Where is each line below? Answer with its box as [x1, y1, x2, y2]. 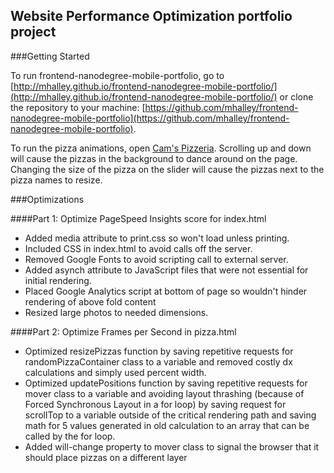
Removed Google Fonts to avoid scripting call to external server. [24, 253, 289, 265]
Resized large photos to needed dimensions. [24, 306, 209, 318]
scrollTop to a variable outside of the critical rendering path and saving [24, 409, 317, 421]
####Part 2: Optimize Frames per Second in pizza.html [10, 325, 237, 338]
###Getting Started [10, 50, 90, 62]
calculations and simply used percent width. [24, 366, 207, 378]
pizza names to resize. [10, 174, 103, 186]
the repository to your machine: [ [10, 101, 146, 113]
